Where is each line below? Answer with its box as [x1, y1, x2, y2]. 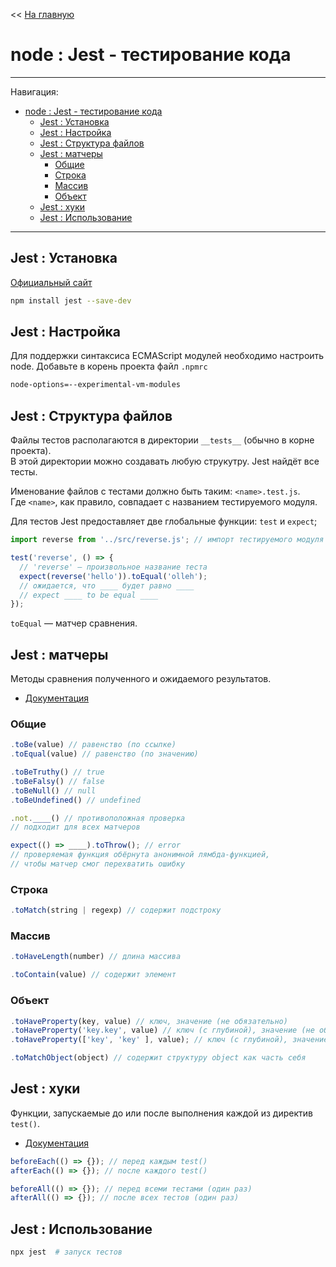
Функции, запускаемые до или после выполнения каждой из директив [10, 1107, 313, 1119]
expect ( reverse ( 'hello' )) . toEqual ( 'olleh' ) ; [19, 571, 208, 581]
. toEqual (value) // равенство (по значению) [10, 749, 199, 759]
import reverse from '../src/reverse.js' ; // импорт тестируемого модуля [10, 535, 325, 545]
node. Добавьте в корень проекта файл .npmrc [10, 360, 208, 373]
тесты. [10, 466, 38, 478]
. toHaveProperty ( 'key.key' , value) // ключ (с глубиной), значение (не [10, 1025, 315, 1036]
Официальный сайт [10, 276, 93, 288]
